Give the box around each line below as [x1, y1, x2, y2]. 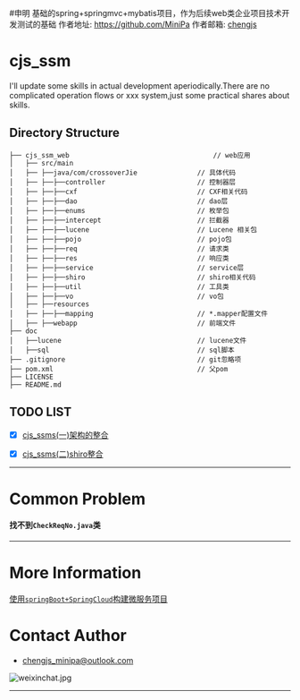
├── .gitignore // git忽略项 [9, 354, 242, 364]
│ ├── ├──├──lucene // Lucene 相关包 [9, 225, 257, 235]
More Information [9, 563, 142, 584]
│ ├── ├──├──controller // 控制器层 [9, 177, 237, 186]
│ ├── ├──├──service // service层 [9, 263, 244, 272]
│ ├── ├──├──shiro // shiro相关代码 [9, 272, 256, 282]
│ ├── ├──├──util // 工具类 [9, 282, 229, 291]
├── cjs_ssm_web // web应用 [9, 150, 251, 159]
